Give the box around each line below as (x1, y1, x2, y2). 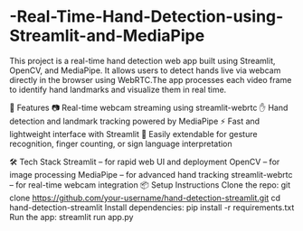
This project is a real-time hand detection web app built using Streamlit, (9, 55, 276, 66)
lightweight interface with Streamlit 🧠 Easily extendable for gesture (9, 128, 258, 139)
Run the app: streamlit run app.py (9, 211, 134, 222)
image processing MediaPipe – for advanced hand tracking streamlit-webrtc (9, 169, 293, 180)
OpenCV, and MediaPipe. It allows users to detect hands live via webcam (9, 65, 281, 76)
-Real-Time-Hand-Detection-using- (9, 6, 284, 27)
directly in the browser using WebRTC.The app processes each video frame (9, 74, 292, 85)
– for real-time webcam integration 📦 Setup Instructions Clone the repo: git (9, 179, 291, 190)
